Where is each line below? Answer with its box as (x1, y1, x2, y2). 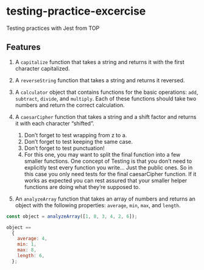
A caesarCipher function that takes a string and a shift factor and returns (15, 113, 197, 120)
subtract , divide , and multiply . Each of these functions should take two (15, 94, 197, 102)
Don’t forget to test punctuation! (24, 144, 105, 152)
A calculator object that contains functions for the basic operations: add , (15, 88, 199, 96)
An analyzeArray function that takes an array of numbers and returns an (15, 195, 196, 202)
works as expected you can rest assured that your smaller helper (24, 177, 188, 184)
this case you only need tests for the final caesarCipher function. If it (24, 170, 197, 177)
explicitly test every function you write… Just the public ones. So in (24, 163, 193, 171)
